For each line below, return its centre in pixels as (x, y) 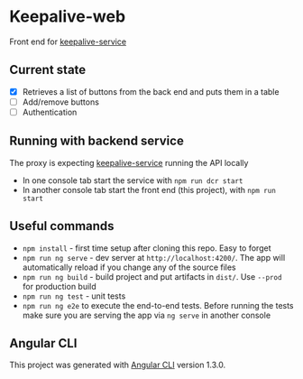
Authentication (50, 112)
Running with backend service (97, 141)
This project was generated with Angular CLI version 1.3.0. (118, 365)
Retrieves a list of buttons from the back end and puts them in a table (151, 91)
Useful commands (62, 226)
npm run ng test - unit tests (74, 296)
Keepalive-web (68, 17)
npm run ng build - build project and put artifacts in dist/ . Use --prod (152, 276)
